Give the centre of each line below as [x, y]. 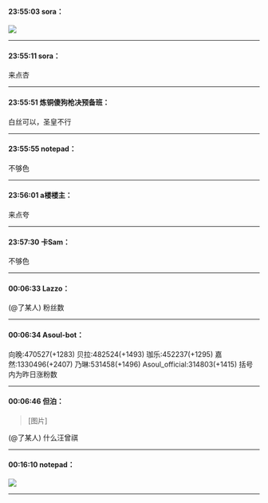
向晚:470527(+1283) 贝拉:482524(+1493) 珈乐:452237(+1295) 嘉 [115, 354]
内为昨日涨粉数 [33, 374]
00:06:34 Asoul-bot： [46, 335]
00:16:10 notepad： [41, 465]
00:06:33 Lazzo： [39, 288]
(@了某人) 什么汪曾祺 [43, 438]
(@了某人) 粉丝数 [36, 307]
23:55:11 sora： [35, 56]
